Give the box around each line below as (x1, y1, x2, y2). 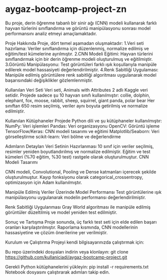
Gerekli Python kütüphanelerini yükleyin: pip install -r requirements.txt (5, 264, 149, 270)
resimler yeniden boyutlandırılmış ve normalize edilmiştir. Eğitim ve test (5, 148, 151, 154)
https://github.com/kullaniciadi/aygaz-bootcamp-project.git (5, 254, 128, 260)
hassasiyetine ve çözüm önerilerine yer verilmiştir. (5, 229, 108, 235)
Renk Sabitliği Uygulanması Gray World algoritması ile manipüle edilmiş (5, 204, 151, 210)
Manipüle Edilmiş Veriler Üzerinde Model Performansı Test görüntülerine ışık (5, 189, 162, 195)
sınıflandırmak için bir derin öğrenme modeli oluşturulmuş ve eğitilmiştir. (5, 56, 153, 62)
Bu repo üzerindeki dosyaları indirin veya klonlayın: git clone (5, 249, 129, 255)
